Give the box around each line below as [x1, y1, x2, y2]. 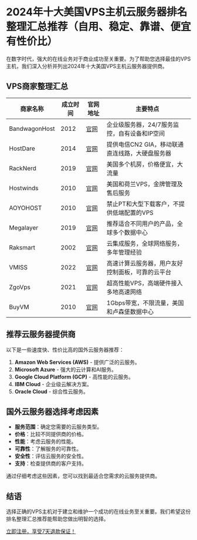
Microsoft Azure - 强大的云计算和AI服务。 [14, 366, 117, 373]
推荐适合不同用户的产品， [106, 220, 178, 228]
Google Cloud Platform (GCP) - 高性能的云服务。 [14, 373, 134, 380]
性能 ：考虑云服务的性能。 [14, 438, 77, 445]
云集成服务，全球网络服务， [106, 239, 184, 247]
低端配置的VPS [112, 208, 154, 217]
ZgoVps [9, 283, 30, 291]
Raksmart [9, 243, 35, 251]
